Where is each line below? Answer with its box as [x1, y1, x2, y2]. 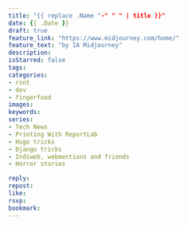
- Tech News [8, 123, 48, 131]
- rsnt [8, 78, 30, 86]
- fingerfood [8, 93, 52, 101]
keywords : [8, 109, 41, 116]
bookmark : [8, 204, 41, 212]
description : [8, 49, 52, 57]
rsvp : [8, 196, 26, 204]
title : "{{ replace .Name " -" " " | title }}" [8, 11, 166, 20]
